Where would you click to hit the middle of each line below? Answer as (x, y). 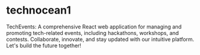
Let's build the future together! (44, 46)
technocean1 (39, 10)
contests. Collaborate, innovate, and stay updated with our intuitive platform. (100, 39)
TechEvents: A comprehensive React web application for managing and (94, 27)
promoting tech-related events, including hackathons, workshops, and (93, 33)
